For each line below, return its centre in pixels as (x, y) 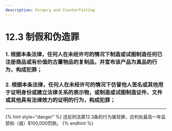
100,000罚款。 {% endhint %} (62, 123)
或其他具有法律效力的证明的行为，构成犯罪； (60, 100)
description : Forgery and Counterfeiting (50, 10)
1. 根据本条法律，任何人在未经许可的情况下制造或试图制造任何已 (84, 54)
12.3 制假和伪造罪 (42, 37)
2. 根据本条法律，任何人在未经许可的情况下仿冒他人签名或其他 (82, 84)
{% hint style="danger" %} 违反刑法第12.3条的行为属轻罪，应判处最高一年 (83, 117)
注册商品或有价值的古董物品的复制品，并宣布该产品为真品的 (79, 62)
